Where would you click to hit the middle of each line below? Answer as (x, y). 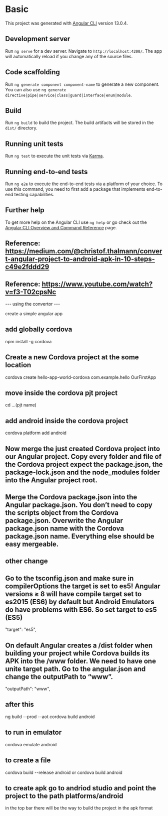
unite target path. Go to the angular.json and (75, 669)
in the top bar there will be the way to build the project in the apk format (79, 808)
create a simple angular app (34, 314)
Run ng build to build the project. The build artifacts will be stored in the (79, 123)
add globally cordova (39, 329)
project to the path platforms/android (64, 796)
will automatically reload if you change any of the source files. (69, 56)
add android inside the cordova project (67, 421)
